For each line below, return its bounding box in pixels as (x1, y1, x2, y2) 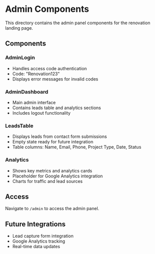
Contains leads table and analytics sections (12, 105, 102, 111)
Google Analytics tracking (12, 238, 65, 244)
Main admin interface (12, 99, 56, 105)
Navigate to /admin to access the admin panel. (5, 206, 100, 212)
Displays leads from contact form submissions (12, 133, 107, 139)
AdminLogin (5, 54, 35, 61)
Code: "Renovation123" (12, 71, 60, 77)
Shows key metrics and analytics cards (12, 168, 93, 173)
